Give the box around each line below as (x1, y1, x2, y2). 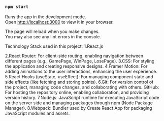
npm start (5, 4, 29, 9)
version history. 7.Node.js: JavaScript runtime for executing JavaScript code (5, 95, 160, 101)
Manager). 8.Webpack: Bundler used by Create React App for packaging (5, 105, 153, 111)
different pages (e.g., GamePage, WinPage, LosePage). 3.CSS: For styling (5, 58, 155, 64)
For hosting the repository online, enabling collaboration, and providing (5, 90, 149, 95)
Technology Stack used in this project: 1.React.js (5, 43, 103, 49)
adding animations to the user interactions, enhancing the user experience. (5, 68, 158, 75)
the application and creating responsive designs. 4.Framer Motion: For (5, 63, 148, 69)
